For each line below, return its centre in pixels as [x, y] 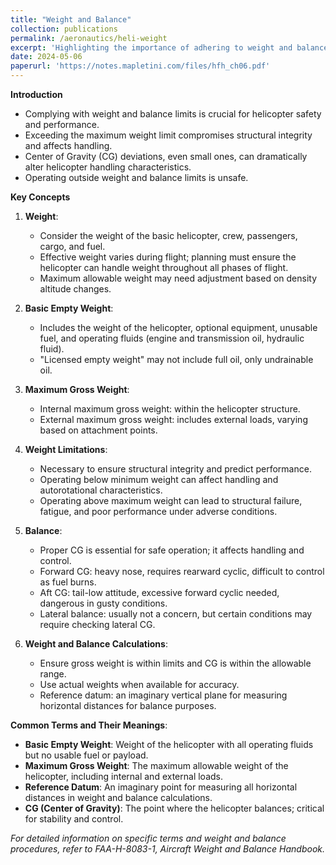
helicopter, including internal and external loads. [123, 776]
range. [53, 674]
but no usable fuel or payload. [86, 755]
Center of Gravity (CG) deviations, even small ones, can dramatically [166, 156]
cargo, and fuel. [72, 246]
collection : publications [64, 29]
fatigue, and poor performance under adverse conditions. [158, 511]
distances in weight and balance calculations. [118, 797]
